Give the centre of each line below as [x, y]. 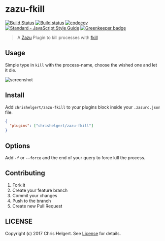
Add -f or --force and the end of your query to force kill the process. [75, 158]
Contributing [25, 173]
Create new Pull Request [37, 206]
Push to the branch [32, 201]
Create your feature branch [40, 190]
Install [15, 95]
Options [18, 146]
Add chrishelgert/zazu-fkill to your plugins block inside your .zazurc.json [83, 107]
